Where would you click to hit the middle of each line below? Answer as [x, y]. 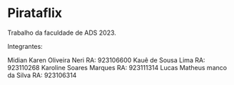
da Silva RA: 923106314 [42, 75]
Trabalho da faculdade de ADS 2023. [62, 33]
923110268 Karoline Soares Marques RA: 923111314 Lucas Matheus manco [117, 67]
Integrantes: [25, 46]
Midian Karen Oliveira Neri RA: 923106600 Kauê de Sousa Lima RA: [106, 60]
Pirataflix [35, 13]
